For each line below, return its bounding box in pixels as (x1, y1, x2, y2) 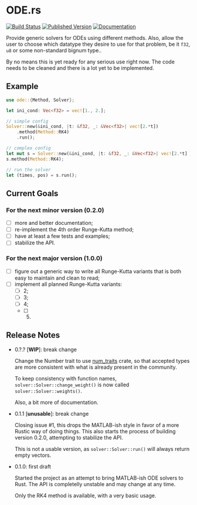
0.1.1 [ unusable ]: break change (14, 410, 89, 417)
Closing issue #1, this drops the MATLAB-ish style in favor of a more (14, 421, 179, 429)
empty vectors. (14, 452, 52, 459)
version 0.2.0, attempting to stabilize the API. (14, 434, 123, 441)
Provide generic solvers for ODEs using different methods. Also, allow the (6, 34, 184, 41)
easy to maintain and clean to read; (14, 274, 100, 281)
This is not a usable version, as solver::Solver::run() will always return (14, 445, 189, 452)
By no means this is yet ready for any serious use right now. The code (6, 58, 175, 65)
